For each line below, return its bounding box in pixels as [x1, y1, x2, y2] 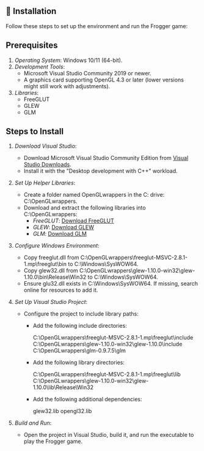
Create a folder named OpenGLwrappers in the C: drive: [23, 191, 165, 199]
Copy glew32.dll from [23, 267, 79, 275]
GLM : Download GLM [32, 230, 87, 238]
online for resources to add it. [23, 286, 98, 294]
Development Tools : [14, 63, 65, 70]
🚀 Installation [5, 6, 57, 17]
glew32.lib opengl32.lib [32, 407, 92, 415]
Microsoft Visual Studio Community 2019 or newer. [23, 69, 152, 77]
